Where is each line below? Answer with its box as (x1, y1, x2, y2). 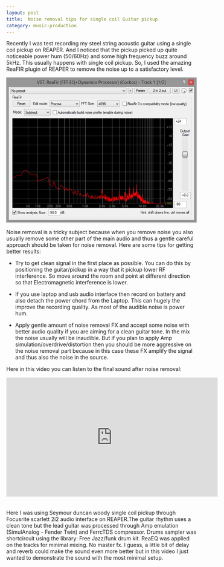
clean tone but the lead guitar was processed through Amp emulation (6, 522, 179, 529)
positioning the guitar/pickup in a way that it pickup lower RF (14, 266, 166, 273)
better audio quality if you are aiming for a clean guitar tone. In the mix (14, 327, 190, 335)
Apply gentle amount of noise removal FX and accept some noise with (14, 321, 190, 329)
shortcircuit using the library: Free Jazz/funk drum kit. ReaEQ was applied (6, 534, 190, 542)
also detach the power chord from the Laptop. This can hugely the (14, 297, 181, 304)
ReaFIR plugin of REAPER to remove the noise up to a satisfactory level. (6, 65, 184, 73)
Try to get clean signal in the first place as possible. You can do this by (14, 259, 191, 266)
